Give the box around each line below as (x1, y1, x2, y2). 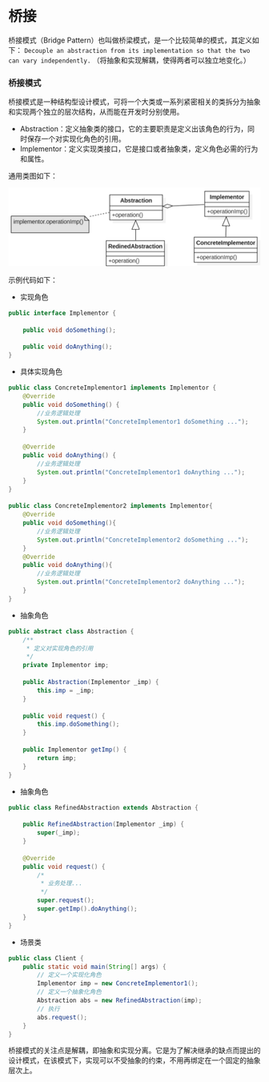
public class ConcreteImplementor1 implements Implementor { (8, 384, 217, 392)
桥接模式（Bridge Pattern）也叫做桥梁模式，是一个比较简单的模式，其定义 (8, 35, 252, 45)
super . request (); (37, 896, 94, 905)
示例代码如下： (8, 275, 58, 284)
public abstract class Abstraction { (8, 627, 134, 635)
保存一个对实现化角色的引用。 (26, 134, 126, 144)
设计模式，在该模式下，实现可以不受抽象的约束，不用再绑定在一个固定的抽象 (8, 1056, 261, 1065)
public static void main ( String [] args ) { (22, 963, 167, 971)
